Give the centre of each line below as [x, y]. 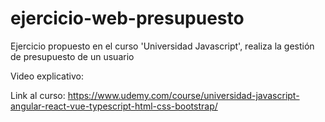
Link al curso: [38, 95]
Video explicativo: [47, 76]
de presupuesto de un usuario [72, 56]
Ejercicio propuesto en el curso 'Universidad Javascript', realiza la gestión [162, 46]
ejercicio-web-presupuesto [127, 18]
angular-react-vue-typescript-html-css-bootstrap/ [114, 106]
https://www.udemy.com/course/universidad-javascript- [183, 95]
